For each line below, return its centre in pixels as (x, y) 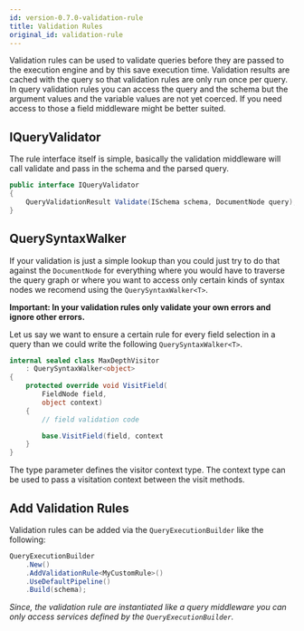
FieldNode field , (74, 394)
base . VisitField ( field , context (103, 436)
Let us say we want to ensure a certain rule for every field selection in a (142, 334)
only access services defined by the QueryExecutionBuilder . (122, 616)
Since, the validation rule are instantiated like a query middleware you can (148, 607)
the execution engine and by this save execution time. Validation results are (150, 70)
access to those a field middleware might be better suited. (118, 109)
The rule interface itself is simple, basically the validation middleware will (145, 159)
